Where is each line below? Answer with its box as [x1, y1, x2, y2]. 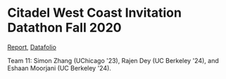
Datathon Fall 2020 [7, 20, 122, 36]
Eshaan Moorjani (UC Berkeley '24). [7, 64, 111, 72]
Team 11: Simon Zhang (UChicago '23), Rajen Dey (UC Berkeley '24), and [7, 56, 220, 64]
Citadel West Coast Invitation [7, 5, 182, 21]
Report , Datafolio [7, 43, 56, 51]
